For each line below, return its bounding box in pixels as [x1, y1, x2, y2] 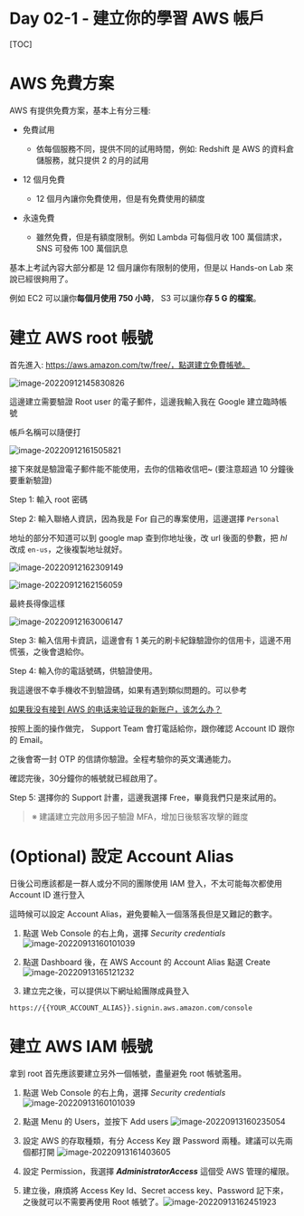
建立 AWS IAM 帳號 [9, 1036, 153, 1057]
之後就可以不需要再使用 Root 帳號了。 [22, 1196, 164, 1207]
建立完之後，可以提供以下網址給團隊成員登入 [22, 985, 190, 996]
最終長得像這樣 [9, 598, 65, 609]
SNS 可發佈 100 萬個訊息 [35, 242, 128, 253]
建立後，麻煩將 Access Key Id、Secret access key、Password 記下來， [22, 1184, 289, 1195]
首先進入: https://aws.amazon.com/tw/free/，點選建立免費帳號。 [9, 359, 251, 370]
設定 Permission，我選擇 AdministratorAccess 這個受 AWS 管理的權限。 [22, 1165, 294, 1176]
